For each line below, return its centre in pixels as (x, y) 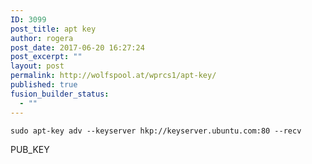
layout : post (37, 66)
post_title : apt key (53, 29)
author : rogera (42, 38)
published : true (44, 85)
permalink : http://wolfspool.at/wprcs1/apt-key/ (113, 76)
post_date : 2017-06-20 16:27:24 (77, 47)
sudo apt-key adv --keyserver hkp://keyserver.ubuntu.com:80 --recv (156, 131)
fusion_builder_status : (60, 94)
